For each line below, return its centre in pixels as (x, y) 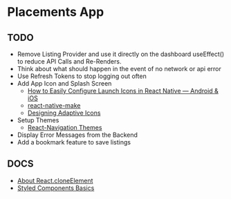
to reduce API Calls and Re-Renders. (69, 61)
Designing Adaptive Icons (64, 113)
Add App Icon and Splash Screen (64, 83)
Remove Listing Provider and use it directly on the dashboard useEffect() (121, 54)
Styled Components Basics (56, 188)
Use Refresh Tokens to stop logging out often (82, 76)
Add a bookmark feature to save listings (74, 142)
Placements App (56, 12)
